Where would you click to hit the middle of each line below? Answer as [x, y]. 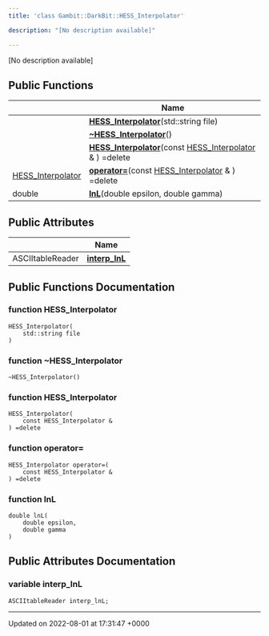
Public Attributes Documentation [92, 562]
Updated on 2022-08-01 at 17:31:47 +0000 [79, 623]
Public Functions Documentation [92, 287]
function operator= [46, 448]
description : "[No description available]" [82, 30]
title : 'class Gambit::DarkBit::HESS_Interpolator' [96, 16]
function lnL [32, 499]
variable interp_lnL [45, 585]
